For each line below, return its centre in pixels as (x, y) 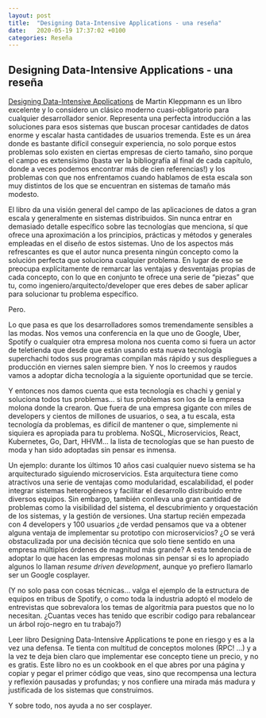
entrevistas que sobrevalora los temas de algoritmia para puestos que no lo (131, 608)
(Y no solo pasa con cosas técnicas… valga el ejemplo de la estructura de (129, 591)
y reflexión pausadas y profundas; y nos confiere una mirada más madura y (132, 682)
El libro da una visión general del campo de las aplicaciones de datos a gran (132, 210)
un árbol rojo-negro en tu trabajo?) (65, 624)
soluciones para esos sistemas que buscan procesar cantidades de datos (129, 127)
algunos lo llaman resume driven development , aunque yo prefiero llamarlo (130, 567)
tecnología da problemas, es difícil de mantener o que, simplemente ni (123, 425)
